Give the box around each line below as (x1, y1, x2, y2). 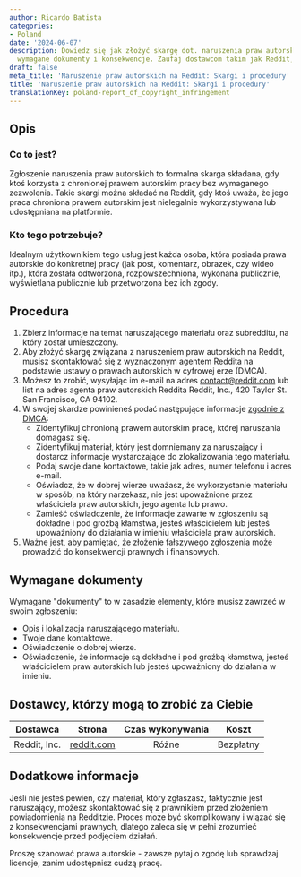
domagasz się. (35, 432, 90, 443)
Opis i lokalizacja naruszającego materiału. (21, 623, 181, 634)
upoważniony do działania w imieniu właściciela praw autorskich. (35, 528, 276, 538)
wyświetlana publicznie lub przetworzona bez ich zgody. (9, 278, 219, 288)
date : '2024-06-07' (9, 38, 82, 47)
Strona (77, 723, 107, 735)
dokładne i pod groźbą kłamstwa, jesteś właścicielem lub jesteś (35, 518, 271, 529)
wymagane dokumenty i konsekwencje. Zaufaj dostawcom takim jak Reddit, (17, 55, 295, 64)
